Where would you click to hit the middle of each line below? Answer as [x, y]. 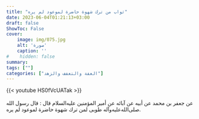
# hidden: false [31, 56]
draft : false [23, 23]
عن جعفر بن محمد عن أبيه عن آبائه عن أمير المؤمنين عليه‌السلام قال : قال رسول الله [100, 103]
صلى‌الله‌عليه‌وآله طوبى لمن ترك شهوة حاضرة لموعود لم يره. [74, 109]
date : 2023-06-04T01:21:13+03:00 [48, 17]
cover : [14, 34]
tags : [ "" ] [20, 68]
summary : [17, 62]
